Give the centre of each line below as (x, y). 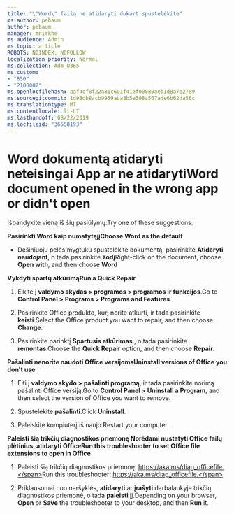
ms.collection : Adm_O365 (43, 66)
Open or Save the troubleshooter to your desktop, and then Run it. (113, 503)
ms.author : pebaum (34, 20)
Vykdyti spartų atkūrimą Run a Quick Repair (72, 278)
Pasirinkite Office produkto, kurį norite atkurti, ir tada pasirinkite (109, 313)
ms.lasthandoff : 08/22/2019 (48, 117)
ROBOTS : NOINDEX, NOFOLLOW (46, 53)
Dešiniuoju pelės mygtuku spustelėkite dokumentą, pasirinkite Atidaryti (120, 250)
